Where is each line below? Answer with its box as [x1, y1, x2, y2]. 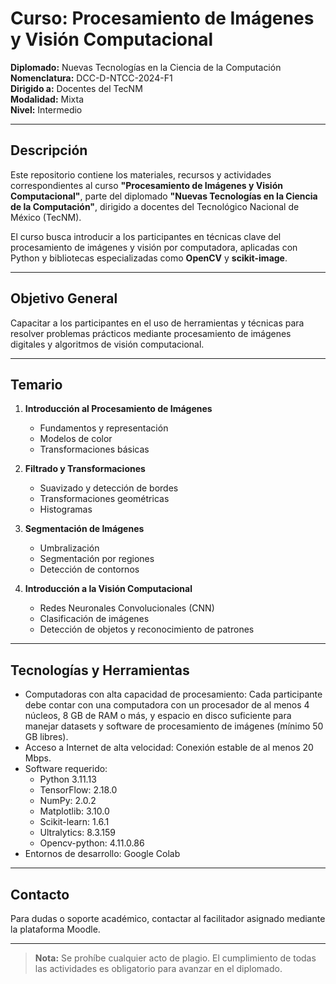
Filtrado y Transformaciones [24, 463, 146, 475]
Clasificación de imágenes [39, 613, 150, 625]
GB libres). [24, 731, 69, 743]
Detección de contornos [39, 563, 140, 576]
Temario [10, 376, 63, 393]
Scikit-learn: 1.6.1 [39, 816, 110, 828]
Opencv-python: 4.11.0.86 [39, 837, 145, 849]
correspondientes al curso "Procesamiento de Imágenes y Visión [10, 179, 283, 191]
